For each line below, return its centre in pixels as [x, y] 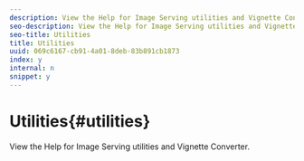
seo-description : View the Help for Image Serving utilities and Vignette [153, 26]
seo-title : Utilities [50, 34]
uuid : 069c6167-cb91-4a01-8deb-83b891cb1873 [95, 52]
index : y [26, 60]
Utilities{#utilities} [80, 121]
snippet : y [30, 77]
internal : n [32, 69]
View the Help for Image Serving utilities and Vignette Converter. [130, 147]
